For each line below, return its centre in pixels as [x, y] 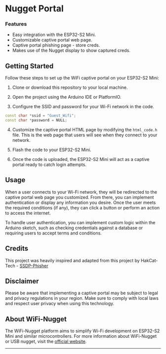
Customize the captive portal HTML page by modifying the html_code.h [85, 130]
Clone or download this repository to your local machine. [70, 87]
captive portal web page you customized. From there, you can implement [80, 197]
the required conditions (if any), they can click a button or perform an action [82, 207]
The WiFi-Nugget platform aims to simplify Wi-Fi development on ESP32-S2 [83, 331]
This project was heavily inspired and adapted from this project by [72, 260]
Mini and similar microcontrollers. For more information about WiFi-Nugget [81, 336]
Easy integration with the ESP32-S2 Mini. [54, 35]
